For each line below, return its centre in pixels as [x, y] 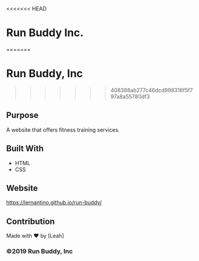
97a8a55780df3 [130, 96]
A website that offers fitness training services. [63, 130]
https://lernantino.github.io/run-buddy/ [54, 202]
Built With [25, 149]
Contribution [31, 221]
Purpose [22, 115]
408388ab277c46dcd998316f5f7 [152, 90]
